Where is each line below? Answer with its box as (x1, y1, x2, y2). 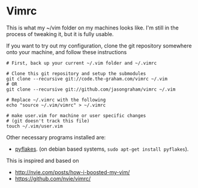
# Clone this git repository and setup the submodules (6, 70, 146, 76)
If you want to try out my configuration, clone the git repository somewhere (6, 42, 192, 49)
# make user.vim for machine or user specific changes (6, 112, 146, 118)
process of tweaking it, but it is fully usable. (6, 30, 114, 37)
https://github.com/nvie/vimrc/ (14, 175, 91, 182)
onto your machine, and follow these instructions (6, 48, 127, 55)
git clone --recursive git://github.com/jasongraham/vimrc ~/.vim (6, 86, 176, 92)
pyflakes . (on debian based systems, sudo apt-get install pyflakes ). (14, 145, 189, 153)
